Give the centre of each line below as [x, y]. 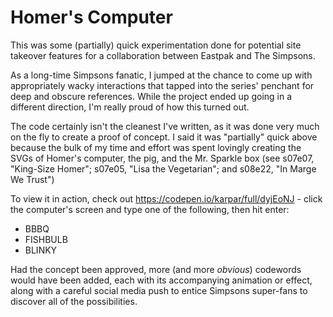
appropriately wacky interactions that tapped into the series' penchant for [162, 85]
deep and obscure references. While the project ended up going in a [151, 96]
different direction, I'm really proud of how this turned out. [130, 107]
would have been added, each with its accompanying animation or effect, [161, 280]
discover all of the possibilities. [74, 301]
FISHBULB [46, 239]
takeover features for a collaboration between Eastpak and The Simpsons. [163, 55]
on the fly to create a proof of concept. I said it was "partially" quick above [164, 137]
